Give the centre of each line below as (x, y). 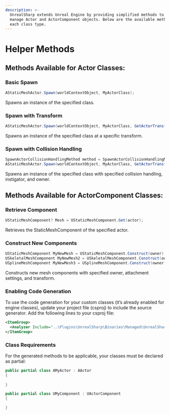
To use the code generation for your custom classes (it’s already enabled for (85, 302)
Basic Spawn (22, 82)
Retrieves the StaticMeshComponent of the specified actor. (67, 230)
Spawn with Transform (34, 116)
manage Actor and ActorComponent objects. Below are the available (82, 19)
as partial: (16, 361)
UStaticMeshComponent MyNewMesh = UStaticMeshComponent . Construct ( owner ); (86, 254)
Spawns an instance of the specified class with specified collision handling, (84, 174)
